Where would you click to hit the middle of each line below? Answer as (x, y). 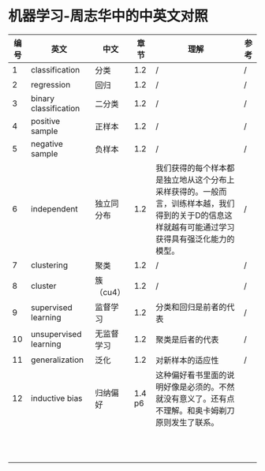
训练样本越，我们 (203, 204)
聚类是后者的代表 (187, 339)
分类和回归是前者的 (191, 307)
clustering (50, 265)
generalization (58, 360)
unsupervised (56, 334)
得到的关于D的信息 (190, 215)
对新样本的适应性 (187, 360)
